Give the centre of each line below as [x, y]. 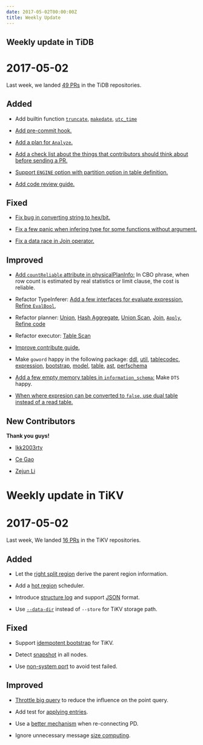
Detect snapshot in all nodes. [51, 654]
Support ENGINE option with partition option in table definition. [92, 172]
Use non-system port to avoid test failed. [66, 666]
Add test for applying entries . [52, 712]
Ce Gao [25, 459]
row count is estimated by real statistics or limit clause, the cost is [97, 281]
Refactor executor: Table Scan [53, 336]
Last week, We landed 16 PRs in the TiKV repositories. [74, 540]
